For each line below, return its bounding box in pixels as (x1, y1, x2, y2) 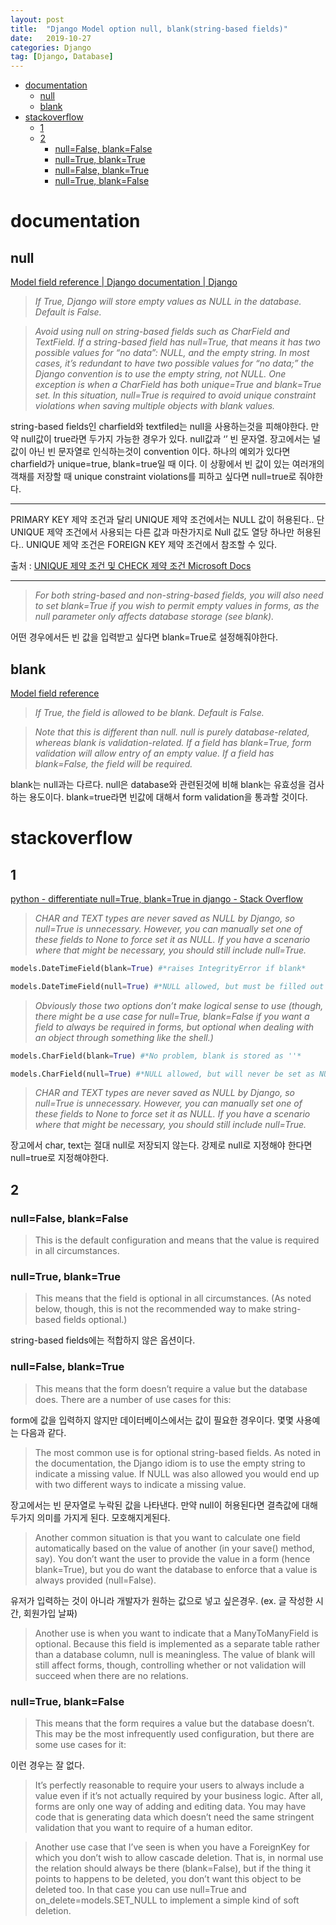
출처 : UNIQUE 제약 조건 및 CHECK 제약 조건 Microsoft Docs (10, 560, 252, 572)
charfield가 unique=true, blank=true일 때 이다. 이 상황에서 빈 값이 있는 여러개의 (10, 458, 325, 470)
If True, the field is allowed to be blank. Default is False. (34, 706, 265, 718)
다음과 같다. (20, 1426, 67, 1438)
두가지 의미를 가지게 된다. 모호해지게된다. (10, 1511, 171, 1523)
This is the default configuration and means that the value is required (34, 1234, 320, 1246)
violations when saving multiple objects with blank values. (34, 400, 276, 412)
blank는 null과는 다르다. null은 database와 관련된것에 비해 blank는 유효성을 (10, 778, 307, 790)
